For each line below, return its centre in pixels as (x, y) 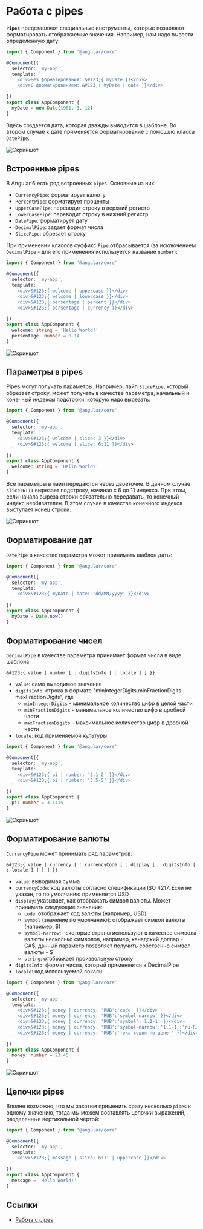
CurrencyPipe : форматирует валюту (60, 195)
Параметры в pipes (45, 372)
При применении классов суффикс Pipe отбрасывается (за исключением (101, 245)
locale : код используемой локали (59, 971)
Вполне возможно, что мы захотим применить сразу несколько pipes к (99, 1106)
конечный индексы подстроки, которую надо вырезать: (79, 399)
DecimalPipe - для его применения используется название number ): (92, 252)
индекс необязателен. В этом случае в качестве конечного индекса (95, 503)
